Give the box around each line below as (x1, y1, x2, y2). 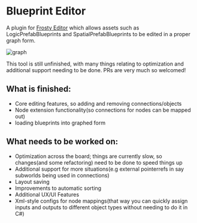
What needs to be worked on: (6, 136, 119, 147)
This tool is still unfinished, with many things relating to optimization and (6, 60, 184, 67)
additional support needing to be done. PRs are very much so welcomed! (6, 66, 186, 73)
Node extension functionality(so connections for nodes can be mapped (14, 106, 192, 114)
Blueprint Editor (6, 4, 86, 18)
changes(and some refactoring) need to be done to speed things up (14, 159, 183, 166)
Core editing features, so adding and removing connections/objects (14, 100, 182, 107)
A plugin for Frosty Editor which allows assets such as (6, 24, 140, 31)
